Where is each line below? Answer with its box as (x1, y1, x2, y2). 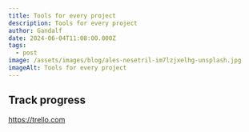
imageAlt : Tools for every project (8, 64, 127, 72)
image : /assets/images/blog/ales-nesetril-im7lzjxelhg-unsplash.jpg (8, 57, 242, 65)
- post (15, 49, 38, 57)
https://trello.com (8, 114, 66, 124)
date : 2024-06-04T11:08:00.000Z (8, 34, 116, 42)
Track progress (8, 94, 86, 107)
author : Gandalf (8, 26, 62, 34)
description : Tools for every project (8, 19, 138, 27)
